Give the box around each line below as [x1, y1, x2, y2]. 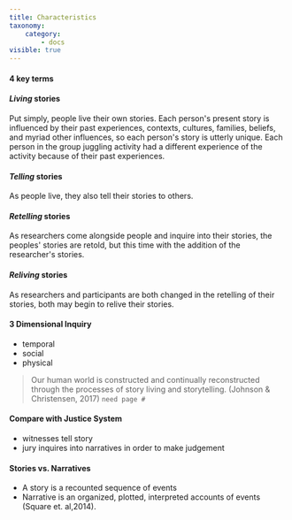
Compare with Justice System [9, 413, 122, 424]
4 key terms [9, 73, 55, 84]
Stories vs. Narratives [9, 463, 91, 473]
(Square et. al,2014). [21, 501, 96, 512]
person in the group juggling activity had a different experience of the [9, 141, 263, 151]
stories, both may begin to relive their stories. [9, 298, 174, 310]
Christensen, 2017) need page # [30, 393, 146, 403]
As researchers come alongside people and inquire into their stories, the [9, 231, 273, 241]
